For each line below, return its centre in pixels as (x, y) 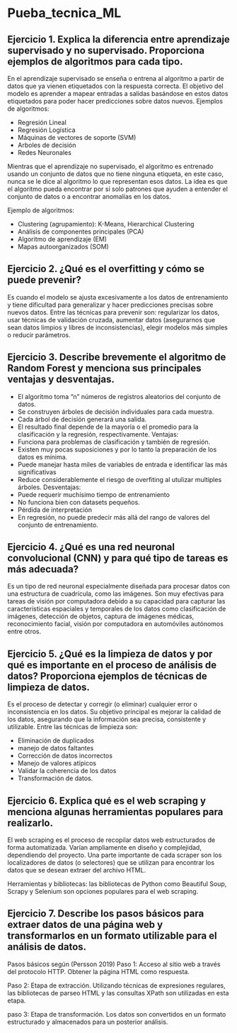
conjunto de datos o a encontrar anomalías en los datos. (89, 196)
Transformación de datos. (55, 778)
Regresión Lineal (42, 122)
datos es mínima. (42, 457)
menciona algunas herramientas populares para (115, 812)
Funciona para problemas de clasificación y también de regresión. (114, 442)
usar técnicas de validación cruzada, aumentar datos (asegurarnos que (111, 319)
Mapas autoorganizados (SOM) (63, 247)
